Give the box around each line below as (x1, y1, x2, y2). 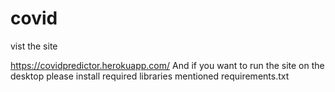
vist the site (10, 40, 58, 52)
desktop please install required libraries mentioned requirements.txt (10, 70, 290, 82)
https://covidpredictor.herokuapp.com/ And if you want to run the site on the (10, 59, 325, 71)
